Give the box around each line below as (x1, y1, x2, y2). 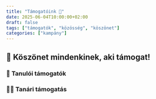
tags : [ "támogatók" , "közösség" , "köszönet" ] (6, 25, 120, 31)
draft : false (6, 19, 38, 25)
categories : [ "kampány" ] (6, 30, 67, 36)
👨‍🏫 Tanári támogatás (6, 86, 67, 94)
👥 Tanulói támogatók (6, 70, 67, 78)
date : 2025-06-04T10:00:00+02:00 (6, 14, 88, 20)
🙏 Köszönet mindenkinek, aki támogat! (6, 52, 151, 62)
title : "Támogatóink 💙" (6, 8, 65, 15)
